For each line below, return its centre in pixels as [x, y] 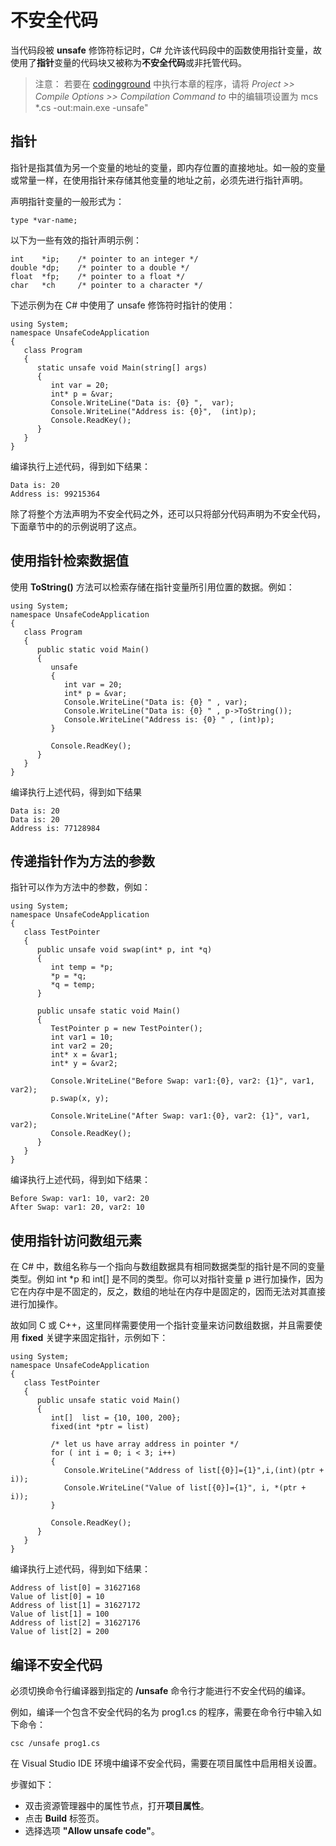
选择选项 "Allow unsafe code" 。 [92, 1830]
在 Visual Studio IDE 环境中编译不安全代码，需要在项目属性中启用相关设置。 [166, 1763]
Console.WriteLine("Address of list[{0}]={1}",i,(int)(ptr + [194, 1471]
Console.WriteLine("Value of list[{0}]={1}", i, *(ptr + [185, 1488]
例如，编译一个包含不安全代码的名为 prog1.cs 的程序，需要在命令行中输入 [161, 1712]
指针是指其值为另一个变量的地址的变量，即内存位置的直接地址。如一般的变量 [168, 167]
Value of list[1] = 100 [60, 1614]
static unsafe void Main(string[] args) [122, 367]
